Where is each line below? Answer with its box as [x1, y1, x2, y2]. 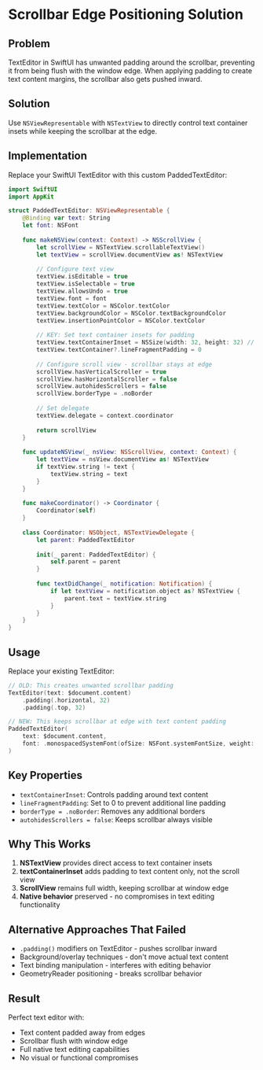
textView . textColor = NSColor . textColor [36, 301, 170, 310]
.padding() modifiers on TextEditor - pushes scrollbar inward [19, 944, 217, 954]
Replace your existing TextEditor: [8, 666, 115, 676]
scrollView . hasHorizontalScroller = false [36, 375, 177, 383]
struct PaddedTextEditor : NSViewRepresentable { [8, 207, 170, 215]
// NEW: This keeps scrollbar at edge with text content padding [8, 718, 226, 725]
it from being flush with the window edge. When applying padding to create [8, 66, 253, 76]
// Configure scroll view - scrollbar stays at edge [36, 360, 213, 368]
